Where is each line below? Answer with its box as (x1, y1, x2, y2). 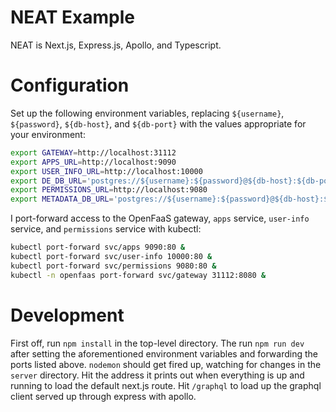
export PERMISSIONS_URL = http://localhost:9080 (10, 185, 208, 195)
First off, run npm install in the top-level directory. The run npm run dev (10, 337, 305, 349)
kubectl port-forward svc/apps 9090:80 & (10, 242, 186, 253)
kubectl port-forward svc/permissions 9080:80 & (10, 261, 217, 271)
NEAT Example (10, 6, 136, 29)
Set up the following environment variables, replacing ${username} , (10, 107, 285, 119)
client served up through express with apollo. (10, 390, 197, 402)
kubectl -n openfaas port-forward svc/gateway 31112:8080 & (10, 270, 267, 280)
